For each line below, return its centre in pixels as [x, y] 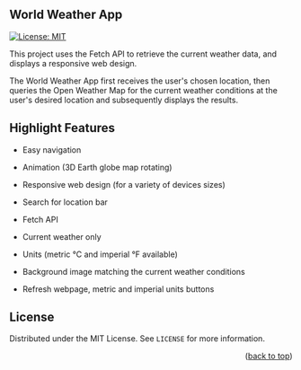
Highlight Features [62, 128]
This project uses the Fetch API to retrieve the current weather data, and [143, 54]
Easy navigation [52, 150]
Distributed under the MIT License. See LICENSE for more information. [137, 339]
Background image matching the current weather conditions [133, 271]
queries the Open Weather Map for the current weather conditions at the [144, 90]
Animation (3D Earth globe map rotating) [97, 167]
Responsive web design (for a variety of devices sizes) [124, 184]
